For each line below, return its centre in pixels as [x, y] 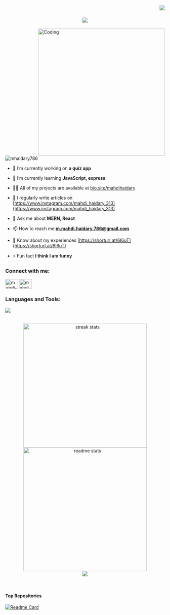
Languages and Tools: [33, 299]
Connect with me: [28, 271]
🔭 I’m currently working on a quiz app [52, 168]
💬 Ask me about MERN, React [44, 218]
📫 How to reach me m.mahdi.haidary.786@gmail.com [71, 229]
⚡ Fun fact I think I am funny [42, 255]
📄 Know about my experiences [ [46, 240]
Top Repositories [24, 596]
